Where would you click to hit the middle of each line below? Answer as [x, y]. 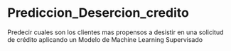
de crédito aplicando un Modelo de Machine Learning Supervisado [105, 39]
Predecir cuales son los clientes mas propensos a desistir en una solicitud [116, 32]
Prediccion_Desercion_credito [98, 13]
